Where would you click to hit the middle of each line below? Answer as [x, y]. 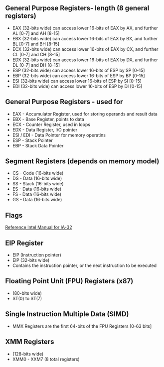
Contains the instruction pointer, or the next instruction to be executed [84, 265]
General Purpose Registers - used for [64, 102]
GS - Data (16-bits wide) [37, 200]
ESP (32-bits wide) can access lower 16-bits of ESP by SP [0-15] [79, 70]
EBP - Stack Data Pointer [38, 145]
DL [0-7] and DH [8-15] [36, 65]
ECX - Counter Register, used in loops [51, 124]
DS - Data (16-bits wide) [37, 178]
